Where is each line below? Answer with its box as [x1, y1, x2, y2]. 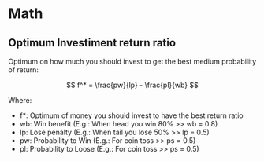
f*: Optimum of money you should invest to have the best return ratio [19, 111, 244, 120]
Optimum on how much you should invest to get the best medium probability [8, 57, 257, 66]
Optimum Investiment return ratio [8, 36, 176, 49]
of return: [8, 65, 39, 75]
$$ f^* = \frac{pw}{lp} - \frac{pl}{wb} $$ [66, 80, 199, 90]
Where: [8, 96, 32, 104]
